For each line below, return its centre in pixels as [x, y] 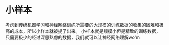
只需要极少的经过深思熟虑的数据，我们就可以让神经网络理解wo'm [72, 37]
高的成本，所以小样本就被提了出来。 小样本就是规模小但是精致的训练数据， [83, 31]
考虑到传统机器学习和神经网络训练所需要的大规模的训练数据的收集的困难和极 [84, 25]
